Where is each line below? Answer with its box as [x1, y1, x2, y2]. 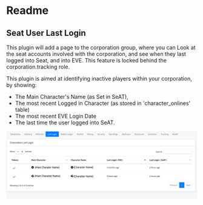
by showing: [6, 81, 37, 89]
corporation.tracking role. [6, 63, 70, 70]
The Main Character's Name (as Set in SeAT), [15, 93, 128, 100]
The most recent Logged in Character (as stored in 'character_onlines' [15, 99, 191, 107]
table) [15, 106, 30, 113]
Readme [6, 4, 49, 18]
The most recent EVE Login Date [15, 113, 97, 119]
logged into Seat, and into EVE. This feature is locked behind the [6, 57, 167, 64]
